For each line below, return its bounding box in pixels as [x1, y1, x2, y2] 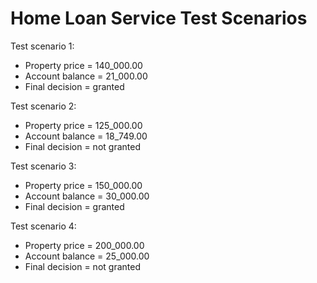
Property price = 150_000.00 [24, 179, 143, 191]
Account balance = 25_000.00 [24, 250, 150, 262]
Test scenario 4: [10, 220, 77, 232]
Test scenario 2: [10, 100, 77, 112]
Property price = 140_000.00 [24, 59, 143, 71]
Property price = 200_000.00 [24, 239, 145, 251]
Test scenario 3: [10, 160, 77, 172]
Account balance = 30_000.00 [24, 190, 150, 202]
